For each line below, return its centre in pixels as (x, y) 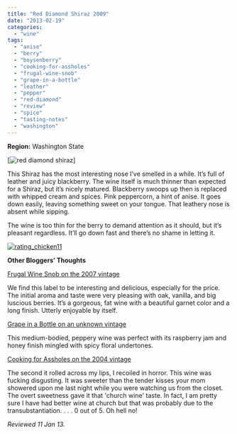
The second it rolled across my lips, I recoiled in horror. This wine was (109, 372)
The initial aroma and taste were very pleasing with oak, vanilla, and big (112, 295)
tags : (15, 40)
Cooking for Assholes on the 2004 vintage (69, 359)
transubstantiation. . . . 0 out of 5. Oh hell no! (72, 410)
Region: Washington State (45, 146)
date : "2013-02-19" (36, 21)
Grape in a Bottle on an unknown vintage (67, 324)
